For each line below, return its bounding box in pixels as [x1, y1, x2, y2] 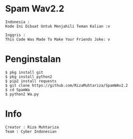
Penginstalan [5, 53, 61, 65]
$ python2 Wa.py [5, 92, 39, 97]
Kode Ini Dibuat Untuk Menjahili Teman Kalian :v [5, 23, 111, 29]
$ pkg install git [5, 70, 43, 75]
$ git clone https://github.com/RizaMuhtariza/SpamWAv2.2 [5, 83, 128, 88]
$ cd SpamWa [5, 87, 30, 92]
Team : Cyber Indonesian [5, 129, 57, 134]
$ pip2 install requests [5, 78, 57, 84]
